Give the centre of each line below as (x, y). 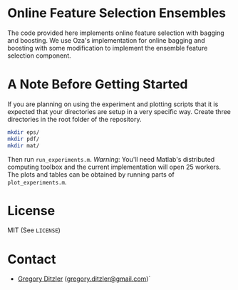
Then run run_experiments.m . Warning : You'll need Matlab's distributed (111, 159)
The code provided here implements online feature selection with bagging (116, 33)
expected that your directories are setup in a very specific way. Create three (119, 111)
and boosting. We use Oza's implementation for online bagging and (106, 40)
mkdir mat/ (24, 145)
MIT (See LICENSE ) (34, 230)
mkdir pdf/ (24, 139)
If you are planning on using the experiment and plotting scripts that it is (113, 104)
